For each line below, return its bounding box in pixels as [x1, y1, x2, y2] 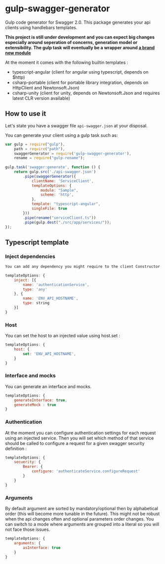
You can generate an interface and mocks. [5, 383, 92, 389]
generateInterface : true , [14, 398, 68, 403]
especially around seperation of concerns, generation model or [5, 39, 137, 45]
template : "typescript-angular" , [31, 201, 100, 206]
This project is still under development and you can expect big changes [5, 34, 155, 40]
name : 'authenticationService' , [23, 282, 90, 287]
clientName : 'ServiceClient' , [31, 178, 94, 183]
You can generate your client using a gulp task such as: [5, 132, 118, 138]
